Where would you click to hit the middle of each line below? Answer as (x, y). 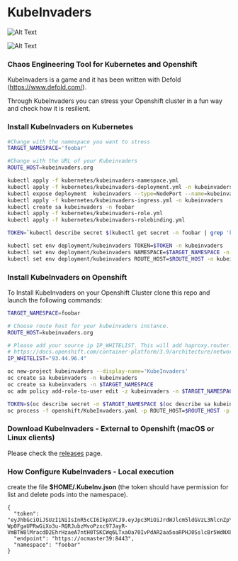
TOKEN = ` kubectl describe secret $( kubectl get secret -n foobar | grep (115, 233)
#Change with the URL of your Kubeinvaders (73, 161)
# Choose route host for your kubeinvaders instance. (89, 326)
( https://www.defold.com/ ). (47, 87)
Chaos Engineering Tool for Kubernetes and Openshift (102, 64)
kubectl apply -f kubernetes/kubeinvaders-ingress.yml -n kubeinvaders (115, 200)
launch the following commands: (55, 300)
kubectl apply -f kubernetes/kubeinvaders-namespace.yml (93, 181)
